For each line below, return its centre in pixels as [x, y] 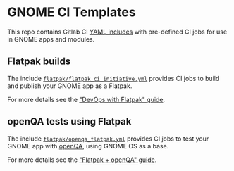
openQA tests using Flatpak [69, 121]
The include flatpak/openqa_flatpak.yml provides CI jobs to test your [108, 139]
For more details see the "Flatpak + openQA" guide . [82, 160]
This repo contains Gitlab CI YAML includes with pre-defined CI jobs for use [117, 32]
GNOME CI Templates [72, 12]
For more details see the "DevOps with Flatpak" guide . [86, 99]
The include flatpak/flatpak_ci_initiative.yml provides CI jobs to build [113, 78]
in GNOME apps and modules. [51, 39]
